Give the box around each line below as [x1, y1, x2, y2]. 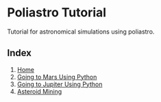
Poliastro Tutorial [7, 5, 107, 21]
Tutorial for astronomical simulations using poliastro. [7, 27, 155, 36]
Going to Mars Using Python [16, 73, 97, 81]
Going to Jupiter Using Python [16, 80, 103, 88]
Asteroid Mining [16, 87, 62, 95]
